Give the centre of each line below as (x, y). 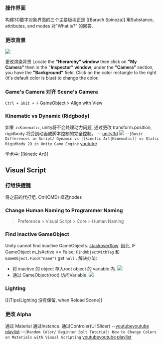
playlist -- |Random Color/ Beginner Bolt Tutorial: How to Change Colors (81, 332)
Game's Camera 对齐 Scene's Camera (52, 92)
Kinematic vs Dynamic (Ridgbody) (47, 116)
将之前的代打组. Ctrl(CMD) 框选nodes (44, 197)
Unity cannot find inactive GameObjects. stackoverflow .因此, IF (71, 246)
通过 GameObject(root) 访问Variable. (50, 275)
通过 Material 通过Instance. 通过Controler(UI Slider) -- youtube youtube (77, 326)
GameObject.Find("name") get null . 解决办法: (51, 258)
